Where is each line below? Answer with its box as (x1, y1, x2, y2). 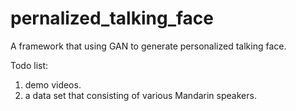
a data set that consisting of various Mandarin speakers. (24, 89, 257, 101)
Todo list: (10, 59, 49, 71)
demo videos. (24, 78, 82, 91)
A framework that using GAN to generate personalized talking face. (10, 40, 287, 52)
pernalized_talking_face (10, 7, 214, 30)
